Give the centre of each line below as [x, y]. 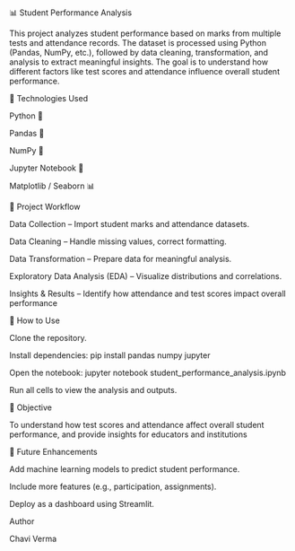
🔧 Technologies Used [48, 98]
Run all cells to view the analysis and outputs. [93, 390]
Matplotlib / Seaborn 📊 [52, 186]
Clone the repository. [48, 338]
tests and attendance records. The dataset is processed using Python [138, 43]
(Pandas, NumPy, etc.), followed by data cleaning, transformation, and [139, 52]
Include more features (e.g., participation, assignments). [113, 486]
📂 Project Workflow [45, 206]
